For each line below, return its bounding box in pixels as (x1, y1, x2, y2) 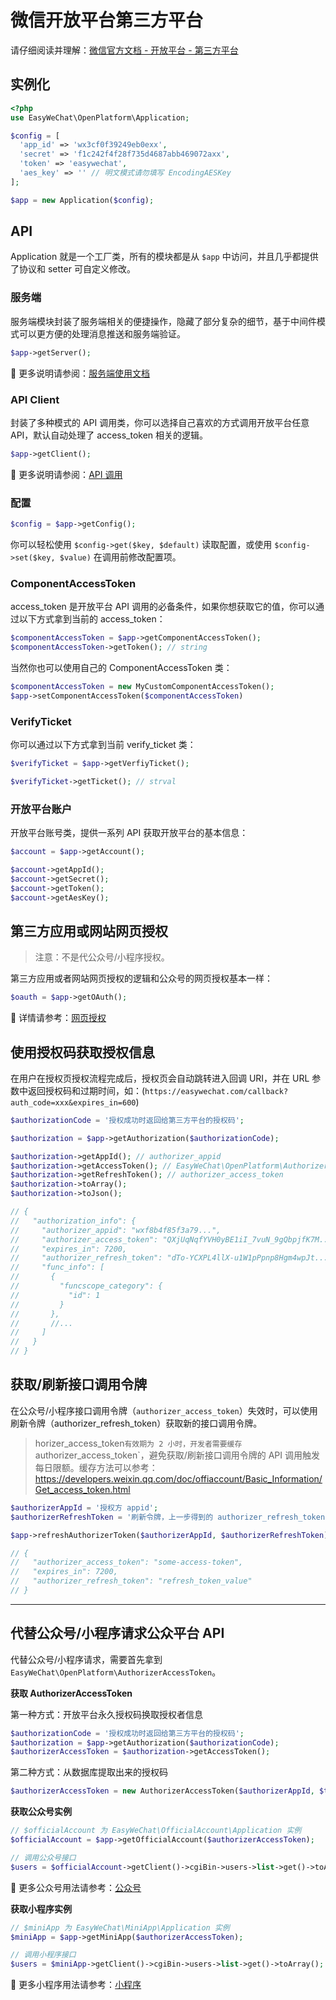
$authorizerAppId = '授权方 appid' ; (10, 1502, 159, 1513)
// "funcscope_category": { (10, 1281, 163, 1291)
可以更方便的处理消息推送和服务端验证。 (18, 327, 186, 340)
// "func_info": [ (10, 1262, 105, 1273)
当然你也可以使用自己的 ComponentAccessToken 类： (10, 662, 233, 673)
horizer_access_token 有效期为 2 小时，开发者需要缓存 (34, 1437, 243, 1449)
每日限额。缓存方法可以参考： (34, 1461, 158, 1473)
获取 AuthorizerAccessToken (10, 1687, 133, 1699)
